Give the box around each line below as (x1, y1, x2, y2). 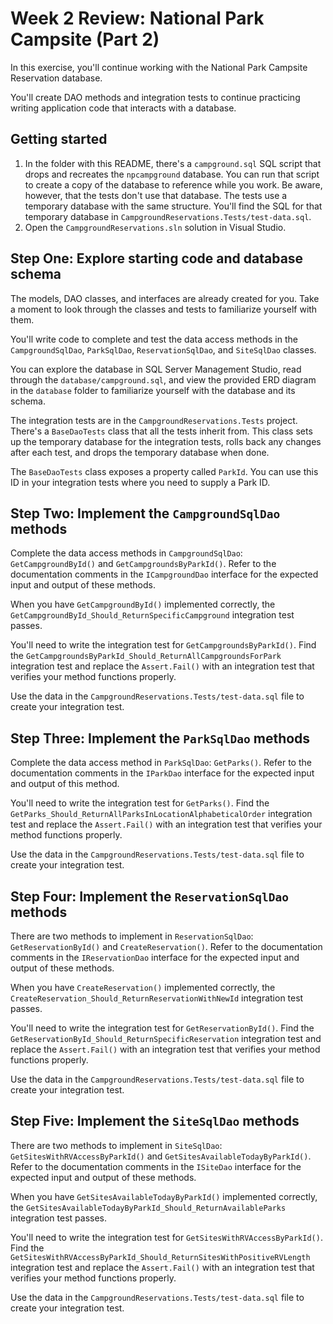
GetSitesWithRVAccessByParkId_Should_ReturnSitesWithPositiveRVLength (10, 1252, 311, 1262)
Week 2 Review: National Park (10, 7, 265, 30)
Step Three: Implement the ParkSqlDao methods (10, 730, 311, 747)
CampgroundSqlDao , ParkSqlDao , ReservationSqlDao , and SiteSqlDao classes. (10, 343, 317, 356)
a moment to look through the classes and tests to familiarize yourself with (10, 303, 318, 315)
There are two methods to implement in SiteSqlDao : (10, 1139, 223, 1151)
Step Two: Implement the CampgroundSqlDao (10, 505, 281, 522)
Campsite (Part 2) (10, 28, 160, 51)
